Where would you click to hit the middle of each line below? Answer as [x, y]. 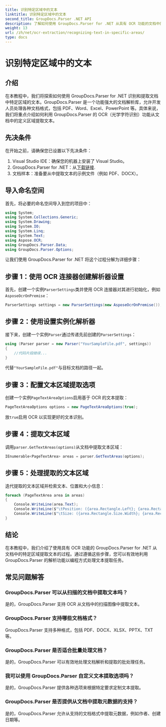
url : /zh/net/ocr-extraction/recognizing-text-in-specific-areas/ [75, 33]
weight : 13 [16, 28]
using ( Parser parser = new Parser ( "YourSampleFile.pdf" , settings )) [78, 344]
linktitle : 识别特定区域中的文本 [36, 14]
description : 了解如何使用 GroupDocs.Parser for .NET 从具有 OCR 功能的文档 [81, 23]
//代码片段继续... [31, 353]
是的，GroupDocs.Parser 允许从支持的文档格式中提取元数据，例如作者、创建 [83, 713]
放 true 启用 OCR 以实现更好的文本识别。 [46, 417]
